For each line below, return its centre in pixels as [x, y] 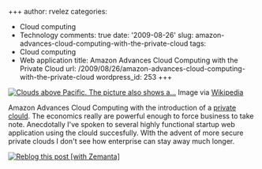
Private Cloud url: [48, 69]
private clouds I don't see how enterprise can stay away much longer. [122, 141]
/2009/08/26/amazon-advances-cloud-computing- [162, 69]
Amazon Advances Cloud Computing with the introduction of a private [122, 107]
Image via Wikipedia [211, 92]
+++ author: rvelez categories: [58, 11]
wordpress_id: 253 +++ [134, 77]
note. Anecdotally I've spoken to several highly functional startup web [122, 124]
